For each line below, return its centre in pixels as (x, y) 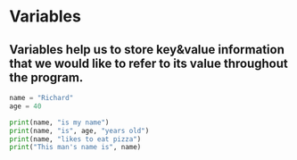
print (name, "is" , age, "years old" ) (79, 131)
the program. (46, 77)
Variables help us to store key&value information (147, 50)
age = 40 (25, 106)
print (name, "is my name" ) (59, 122)
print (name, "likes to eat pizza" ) (75, 139)
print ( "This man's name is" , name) (75, 147)
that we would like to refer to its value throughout (148, 63)
